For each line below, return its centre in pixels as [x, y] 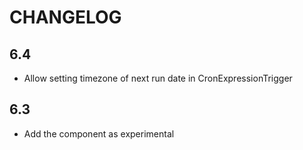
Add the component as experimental [99, 133]
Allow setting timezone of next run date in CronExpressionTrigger [158, 78]
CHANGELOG [65, 17]
